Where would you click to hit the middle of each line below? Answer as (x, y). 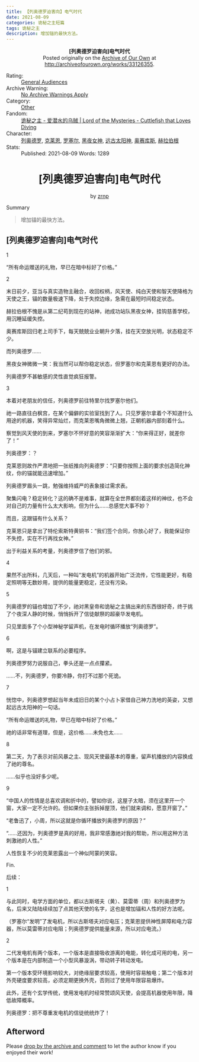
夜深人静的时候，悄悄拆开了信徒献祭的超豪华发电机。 (81, 613)
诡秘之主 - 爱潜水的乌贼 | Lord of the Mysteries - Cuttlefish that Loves (106, 121)
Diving (29, 127)
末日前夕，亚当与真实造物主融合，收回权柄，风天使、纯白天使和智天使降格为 (99, 291)
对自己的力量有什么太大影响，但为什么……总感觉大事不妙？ (78, 506)
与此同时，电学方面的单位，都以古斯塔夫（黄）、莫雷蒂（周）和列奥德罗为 (96, 901)
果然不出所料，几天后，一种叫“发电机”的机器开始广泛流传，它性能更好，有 (97, 575)
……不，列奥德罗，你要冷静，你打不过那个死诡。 (65, 676)
